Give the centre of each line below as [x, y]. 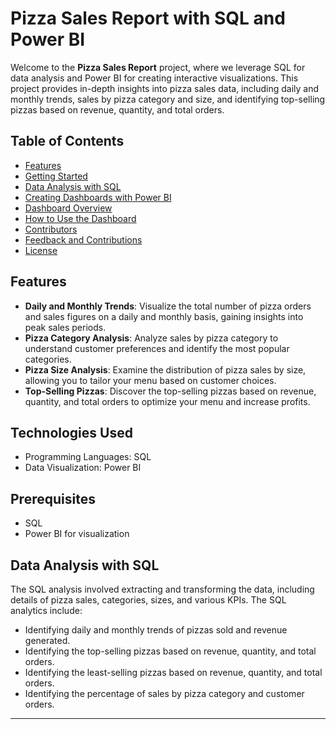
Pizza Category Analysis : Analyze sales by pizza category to [151, 338]
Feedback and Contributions [83, 239]
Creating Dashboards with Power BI [98, 197]
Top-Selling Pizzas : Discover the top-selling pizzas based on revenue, [170, 391]
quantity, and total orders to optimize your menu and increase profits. [167, 401]
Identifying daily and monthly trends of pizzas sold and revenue [156, 630]
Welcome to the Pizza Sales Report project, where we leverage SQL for [158, 67]
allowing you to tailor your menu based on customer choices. [150, 380]
